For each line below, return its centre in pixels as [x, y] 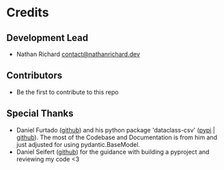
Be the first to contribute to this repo [67, 92]
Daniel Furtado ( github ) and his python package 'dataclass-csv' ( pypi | [116, 130]
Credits [28, 13]
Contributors [34, 75]
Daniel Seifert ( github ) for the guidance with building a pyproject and [113, 152]
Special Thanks [40, 114]
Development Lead [47, 38]
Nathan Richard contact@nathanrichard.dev [78, 54]
